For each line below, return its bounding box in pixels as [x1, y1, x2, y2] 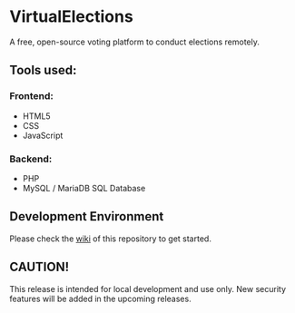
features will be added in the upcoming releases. [9, 293, 192, 304]
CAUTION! [9, 259, 70, 275]
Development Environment [9, 209, 164, 224]
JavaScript [22, 130, 64, 141]
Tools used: [9, 63, 77, 78]
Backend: [9, 152, 53, 165]
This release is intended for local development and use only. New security [9, 283, 287, 294]
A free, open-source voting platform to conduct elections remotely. [9, 36, 261, 47]
